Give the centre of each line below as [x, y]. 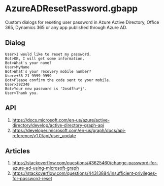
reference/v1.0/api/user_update [44, 135]
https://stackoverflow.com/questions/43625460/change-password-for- [85, 163]
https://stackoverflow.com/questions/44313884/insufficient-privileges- [84, 173]
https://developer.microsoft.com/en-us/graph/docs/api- [69, 130]
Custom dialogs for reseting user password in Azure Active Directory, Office [82, 22]
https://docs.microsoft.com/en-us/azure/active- [61, 120]
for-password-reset [32, 179]
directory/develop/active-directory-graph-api [58, 125]
